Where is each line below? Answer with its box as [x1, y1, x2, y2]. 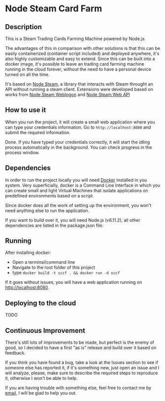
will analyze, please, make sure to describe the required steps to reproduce [5, 370, 158, 376]
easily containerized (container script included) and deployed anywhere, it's [5, 50, 160, 56]
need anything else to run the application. [5, 207, 90, 213]
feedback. [5, 350, 26, 356]
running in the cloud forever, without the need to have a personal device [5, 66, 151, 72]
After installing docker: [5, 250, 51, 256]
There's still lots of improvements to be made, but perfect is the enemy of [5, 339, 154, 346]
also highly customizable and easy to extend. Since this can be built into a [5, 56, 155, 62]
